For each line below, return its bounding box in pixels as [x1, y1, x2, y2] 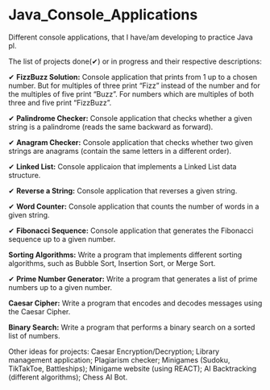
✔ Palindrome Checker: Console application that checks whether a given [8, 113, 252, 122]
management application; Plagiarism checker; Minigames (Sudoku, [8, 355, 231, 364]
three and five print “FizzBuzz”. [8, 97, 112, 107]
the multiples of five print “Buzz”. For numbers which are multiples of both [8, 89, 254, 98]
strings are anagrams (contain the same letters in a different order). [8, 146, 232, 156]
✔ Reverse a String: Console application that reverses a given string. [8, 185, 238, 195]
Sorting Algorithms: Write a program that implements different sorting [8, 250, 243, 259]
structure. [8, 170, 41, 180]
